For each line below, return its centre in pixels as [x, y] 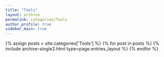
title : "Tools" [22, 10]
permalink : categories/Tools [36, 19]
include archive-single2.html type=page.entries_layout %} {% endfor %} [82, 49]
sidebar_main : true [26, 29]
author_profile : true [28, 24]
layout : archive [23, 15]
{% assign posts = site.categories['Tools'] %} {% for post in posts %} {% [83, 43]
